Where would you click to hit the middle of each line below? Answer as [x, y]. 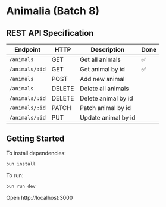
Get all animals [100, 59]
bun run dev [21, 186]
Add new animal [102, 79]
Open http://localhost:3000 [40, 197]
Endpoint [28, 50]
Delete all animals [104, 89]
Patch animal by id [106, 108]
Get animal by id [102, 69]
